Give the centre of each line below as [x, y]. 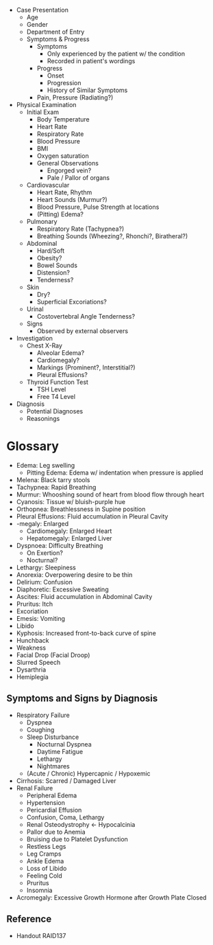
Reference [29, 919]
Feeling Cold [44, 876]
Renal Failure [35, 788]
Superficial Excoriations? [72, 302]
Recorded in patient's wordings [91, 61]
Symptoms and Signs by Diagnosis [82, 699]
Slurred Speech [38, 662]
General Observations [67, 163]
